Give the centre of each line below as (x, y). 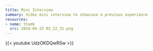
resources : (17, 19)
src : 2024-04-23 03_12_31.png (41, 29)
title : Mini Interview (29, 10)
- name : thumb (20, 24)
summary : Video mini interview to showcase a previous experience (76, 15)
